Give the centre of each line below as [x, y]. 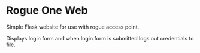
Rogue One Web [47, 10]
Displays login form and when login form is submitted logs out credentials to [100, 38]
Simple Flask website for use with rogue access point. [73, 27]
